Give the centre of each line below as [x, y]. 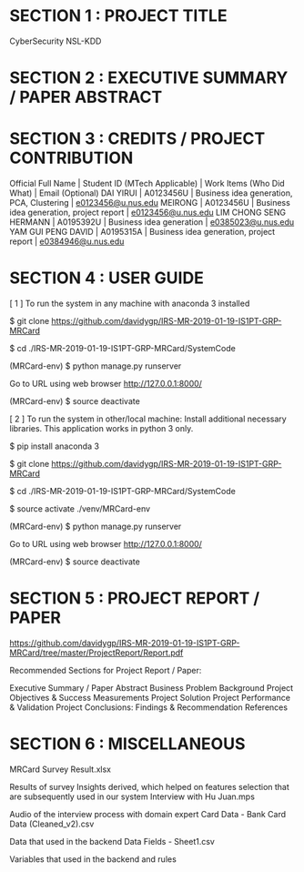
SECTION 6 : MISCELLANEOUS [127, 744]
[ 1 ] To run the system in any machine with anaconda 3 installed [130, 303]
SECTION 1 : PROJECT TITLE [118, 16]
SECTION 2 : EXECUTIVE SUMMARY [149, 78]
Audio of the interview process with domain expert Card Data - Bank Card [148, 814]
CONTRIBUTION [71, 158]
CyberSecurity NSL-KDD [56, 41]
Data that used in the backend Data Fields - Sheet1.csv [112, 841]
